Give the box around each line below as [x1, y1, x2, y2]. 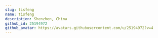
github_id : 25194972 [5, 21, 48, 26]
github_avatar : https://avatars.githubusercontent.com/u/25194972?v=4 [5, 26, 154, 31]
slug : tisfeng [5, 7, 35, 12]
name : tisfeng [5, 12, 35, 17]
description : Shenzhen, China [5, 16, 68, 21]
